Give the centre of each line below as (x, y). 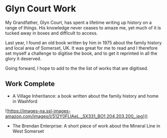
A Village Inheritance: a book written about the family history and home (85, 96)
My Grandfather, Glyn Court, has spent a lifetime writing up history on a (79, 22)
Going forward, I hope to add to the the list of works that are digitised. (77, 68)
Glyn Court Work (41, 9)
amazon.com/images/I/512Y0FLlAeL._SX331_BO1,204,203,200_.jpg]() (77, 116)
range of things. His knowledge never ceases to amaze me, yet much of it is (83, 27)
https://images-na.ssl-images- (39, 111)
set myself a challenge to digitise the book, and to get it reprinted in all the (81, 53)
